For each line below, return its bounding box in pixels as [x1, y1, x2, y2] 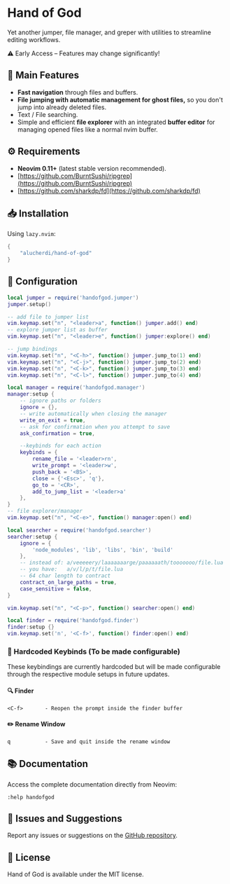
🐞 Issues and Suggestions [7, 813, 122, 824]
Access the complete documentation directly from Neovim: [7, 780, 178, 789]
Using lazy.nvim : [7, 230, 56, 238]
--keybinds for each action [20, 443, 101, 450]
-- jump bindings [7, 345, 58, 353]
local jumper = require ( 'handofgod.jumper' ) [7, 294, 139, 301]
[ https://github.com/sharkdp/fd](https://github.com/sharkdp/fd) [17, 186, 201, 195]
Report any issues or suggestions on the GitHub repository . [7, 831, 178, 840]
